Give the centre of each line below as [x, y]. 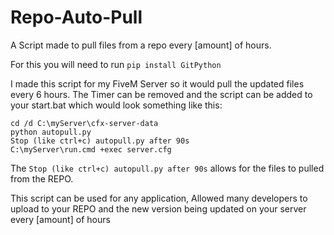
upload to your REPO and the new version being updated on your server [158, 208]
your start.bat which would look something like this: [116, 105]
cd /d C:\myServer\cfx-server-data [84, 123]
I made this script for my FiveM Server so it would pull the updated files [157, 83]
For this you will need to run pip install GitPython [116, 64]
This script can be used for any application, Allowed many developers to [159, 198]
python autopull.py [51, 132]
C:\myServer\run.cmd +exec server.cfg [91, 149]
